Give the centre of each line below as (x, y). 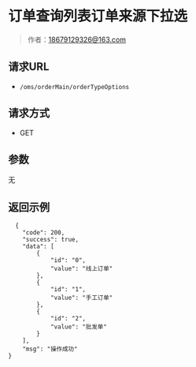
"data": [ (39, 247)
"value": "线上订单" (81, 269)
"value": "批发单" (79, 327)
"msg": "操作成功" (50, 349)
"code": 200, (44, 233)
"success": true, (51, 240)
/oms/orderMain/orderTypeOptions (74, 87)
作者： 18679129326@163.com (77, 39)
